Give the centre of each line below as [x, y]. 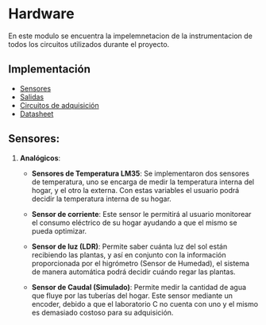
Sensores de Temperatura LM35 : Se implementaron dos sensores [141, 173]
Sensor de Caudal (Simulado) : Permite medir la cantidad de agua [139, 287]
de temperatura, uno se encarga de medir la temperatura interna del [143, 182]
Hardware [41, 14]
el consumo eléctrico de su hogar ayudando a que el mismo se [134, 222]
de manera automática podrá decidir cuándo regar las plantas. [133, 272]
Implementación [50, 70]
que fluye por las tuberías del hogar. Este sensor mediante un [132, 296]
